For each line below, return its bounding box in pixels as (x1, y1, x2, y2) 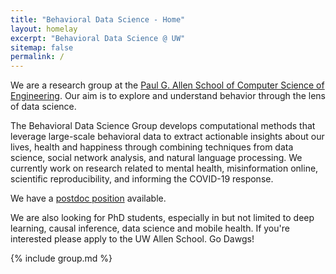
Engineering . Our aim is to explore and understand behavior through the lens (10, 90, 326, 102)
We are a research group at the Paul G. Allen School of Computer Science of (10, 79, 325, 91)
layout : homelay (10, 24, 78, 34)
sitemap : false (10, 42, 74, 53)
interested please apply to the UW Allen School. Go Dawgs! (10, 233, 255, 245)
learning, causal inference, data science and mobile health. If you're (10, 222, 290, 235)
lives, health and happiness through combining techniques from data (10, 141, 294, 153)
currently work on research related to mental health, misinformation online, (10, 162, 319, 175)
